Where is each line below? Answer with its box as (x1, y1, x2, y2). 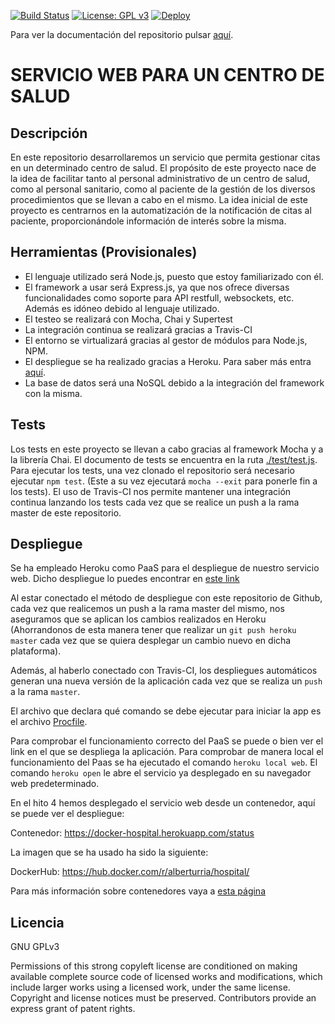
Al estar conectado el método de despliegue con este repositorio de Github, (10, 592, 323, 604)
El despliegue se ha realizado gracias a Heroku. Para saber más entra (24, 355, 312, 367)
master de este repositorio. (10, 506, 122, 519)
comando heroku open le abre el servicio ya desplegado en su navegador (10, 767, 312, 779)
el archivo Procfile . (10, 716, 88, 728)
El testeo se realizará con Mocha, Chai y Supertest (24, 313, 233, 325)
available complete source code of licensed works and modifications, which (10, 971, 323, 983)
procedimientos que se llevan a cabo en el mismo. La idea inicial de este (10, 194, 308, 205)
